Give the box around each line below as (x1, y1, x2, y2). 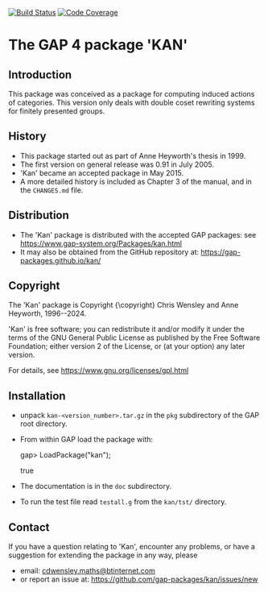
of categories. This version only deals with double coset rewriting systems (8, 97, 255, 107)
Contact (8, 520, 50, 534)
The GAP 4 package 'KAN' (8, 36, 188, 54)
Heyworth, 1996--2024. (8, 308, 87, 318)
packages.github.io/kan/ (19, 255, 101, 265)
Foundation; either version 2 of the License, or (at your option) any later (8, 342, 245, 351)
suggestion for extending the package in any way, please (8, 550, 198, 560)
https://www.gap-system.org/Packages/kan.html (19, 238, 183, 248)
